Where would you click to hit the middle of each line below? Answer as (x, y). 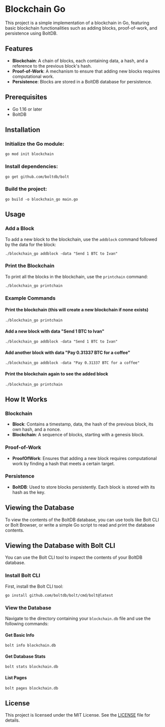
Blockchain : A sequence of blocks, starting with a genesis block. (78, 435)
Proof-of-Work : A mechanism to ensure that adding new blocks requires (86, 71)
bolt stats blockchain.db (32, 667)
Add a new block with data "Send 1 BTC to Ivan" (55, 331)
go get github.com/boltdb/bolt (37, 177)
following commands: (27, 624)
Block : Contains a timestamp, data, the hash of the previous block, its (83, 424)
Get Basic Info (20, 635)
